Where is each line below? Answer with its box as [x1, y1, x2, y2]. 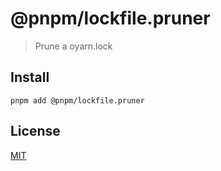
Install [10, 69, 50, 86]
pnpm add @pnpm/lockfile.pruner [10, 95, 145, 106]
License [10, 123, 61, 140]
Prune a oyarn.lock [34, 40, 113, 52]
